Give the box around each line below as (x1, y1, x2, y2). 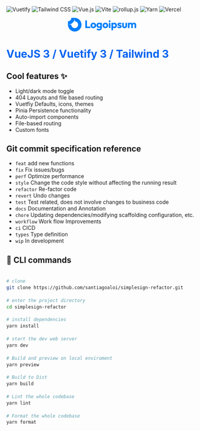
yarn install (6, 323, 40, 329)
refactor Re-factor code (15, 185, 77, 193)
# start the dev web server (6, 336, 78, 342)
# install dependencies (6, 317, 67, 323)
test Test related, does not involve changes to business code (15, 198, 169, 206)
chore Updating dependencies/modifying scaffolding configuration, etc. (15, 212, 195, 219)
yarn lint (6, 400, 32, 406)
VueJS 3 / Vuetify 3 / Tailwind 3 (6, 47, 169, 61)
